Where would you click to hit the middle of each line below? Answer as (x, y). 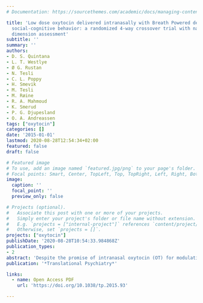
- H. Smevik (21, 85)
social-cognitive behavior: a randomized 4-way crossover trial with (101, 28)
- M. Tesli (20, 90)
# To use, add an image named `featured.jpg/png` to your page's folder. (101, 168)
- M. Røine (20, 96)
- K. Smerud (21, 107)
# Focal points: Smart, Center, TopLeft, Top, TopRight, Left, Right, (97, 174)
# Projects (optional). (36, 207)
